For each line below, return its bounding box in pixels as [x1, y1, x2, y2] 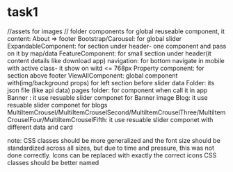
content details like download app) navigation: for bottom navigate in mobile [7, 56, 225, 64]
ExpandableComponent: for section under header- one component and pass [7, 42, 227, 50]
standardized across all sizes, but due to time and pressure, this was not [7, 144, 214, 152]
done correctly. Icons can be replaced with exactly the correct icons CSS [7, 150, 217, 160]
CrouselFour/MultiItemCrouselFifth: [7, 115, 108, 123]
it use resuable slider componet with [109, 115, 214, 123]
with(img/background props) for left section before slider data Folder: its [7, 78, 215, 87]
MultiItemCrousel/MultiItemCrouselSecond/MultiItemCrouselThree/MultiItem [7, 108, 226, 117]
